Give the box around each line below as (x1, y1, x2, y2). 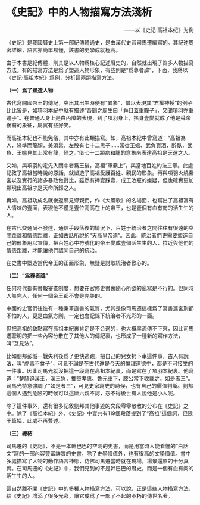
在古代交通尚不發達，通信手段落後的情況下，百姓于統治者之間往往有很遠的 (6, 224, 189, 231)
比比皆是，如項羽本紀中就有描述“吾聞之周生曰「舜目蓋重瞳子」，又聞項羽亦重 (6, 107, 194, 114)
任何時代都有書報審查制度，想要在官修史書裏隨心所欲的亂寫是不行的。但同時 (6, 284, 194, 292)
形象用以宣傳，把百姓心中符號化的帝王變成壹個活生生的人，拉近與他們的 (16, 239, 194, 246)
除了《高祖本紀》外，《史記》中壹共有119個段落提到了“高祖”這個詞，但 (16, 409, 188, 417)
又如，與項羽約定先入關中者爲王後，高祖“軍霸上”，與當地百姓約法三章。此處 (6, 161, 193, 169)
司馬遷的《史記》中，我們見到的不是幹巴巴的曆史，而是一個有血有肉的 (21, 465, 194, 472)
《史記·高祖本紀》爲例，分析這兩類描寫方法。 (6, 74, 118, 81)
